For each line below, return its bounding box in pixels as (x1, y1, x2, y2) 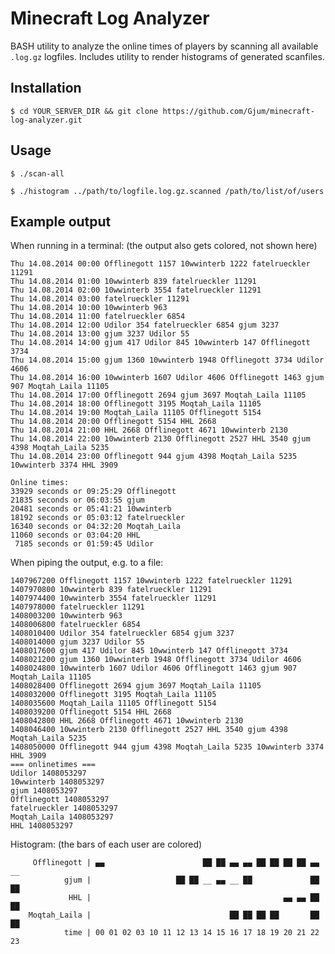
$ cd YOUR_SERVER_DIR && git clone (10, 106, 159, 116)
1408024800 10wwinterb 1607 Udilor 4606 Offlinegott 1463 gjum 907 (10, 663, 298, 674)
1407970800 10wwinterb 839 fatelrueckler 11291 (10, 585, 213, 595)
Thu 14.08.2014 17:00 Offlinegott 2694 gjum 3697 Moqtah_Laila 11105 (10, 390, 307, 401)
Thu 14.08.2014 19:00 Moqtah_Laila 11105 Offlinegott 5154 (10, 408, 262, 418)
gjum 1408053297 (10, 786, 78, 796)
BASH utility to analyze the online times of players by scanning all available (10, 40, 319, 52)
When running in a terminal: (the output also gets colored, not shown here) (10, 240, 318, 252)
